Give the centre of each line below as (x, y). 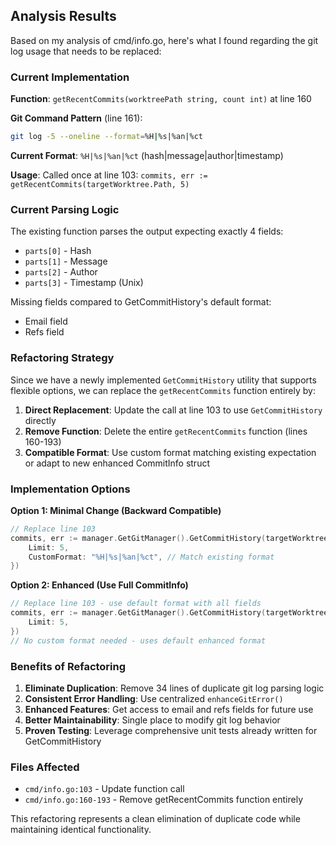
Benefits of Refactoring (68, 666)
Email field (46, 321)
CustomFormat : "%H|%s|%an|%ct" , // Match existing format (151, 557)
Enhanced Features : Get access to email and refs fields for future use (169, 709)
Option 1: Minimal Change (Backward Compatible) (116, 510)
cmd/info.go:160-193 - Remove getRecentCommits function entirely (164, 800)
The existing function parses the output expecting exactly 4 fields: (147, 231)
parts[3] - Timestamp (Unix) (84, 283)
